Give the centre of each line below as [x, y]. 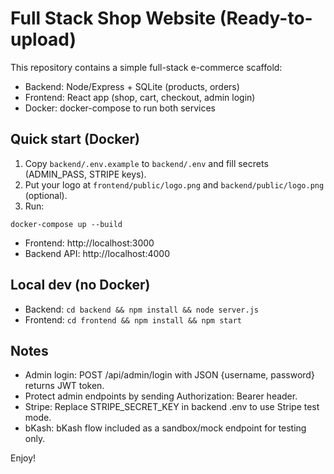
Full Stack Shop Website [113, 18]
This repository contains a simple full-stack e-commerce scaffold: [146, 67]
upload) [43, 39]
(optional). [46, 195]
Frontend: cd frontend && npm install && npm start [133, 319]
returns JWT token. [64, 386]
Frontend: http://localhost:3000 [89, 243]
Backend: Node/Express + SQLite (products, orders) [132, 86]
